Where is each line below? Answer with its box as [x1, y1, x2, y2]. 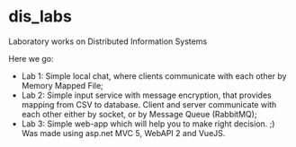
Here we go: [8, 53, 55, 64]
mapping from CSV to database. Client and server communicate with [21, 99, 277, 109]
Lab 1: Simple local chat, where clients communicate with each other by [21, 70, 287, 82]
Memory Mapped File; [21, 80, 104, 91]
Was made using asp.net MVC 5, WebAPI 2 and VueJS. [21, 127, 226, 138]
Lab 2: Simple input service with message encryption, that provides [21, 90, 272, 100]
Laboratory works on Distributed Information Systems [8, 36, 208, 47]
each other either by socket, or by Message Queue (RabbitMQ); [21, 108, 257, 119]
